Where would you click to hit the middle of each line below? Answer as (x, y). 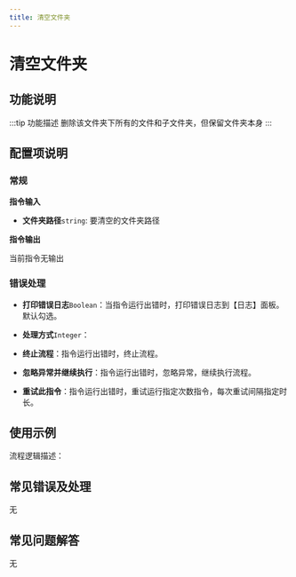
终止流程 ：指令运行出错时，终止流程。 (92, 353)
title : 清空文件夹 (40, 17)
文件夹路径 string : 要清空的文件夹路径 (91, 221)
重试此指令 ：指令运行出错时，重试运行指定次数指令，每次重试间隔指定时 (154, 391)
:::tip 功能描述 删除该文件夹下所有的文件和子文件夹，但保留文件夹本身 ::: (141, 123)
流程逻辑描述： (36, 456)
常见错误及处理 (50, 486)
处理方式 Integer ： (56, 335)
